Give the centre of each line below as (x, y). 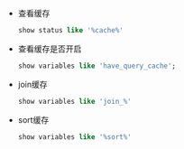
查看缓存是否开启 (50, 49)
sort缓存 (33, 119)
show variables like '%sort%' (75, 137)
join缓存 (32, 84)
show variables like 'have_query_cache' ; (97, 66)
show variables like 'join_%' (75, 101)
